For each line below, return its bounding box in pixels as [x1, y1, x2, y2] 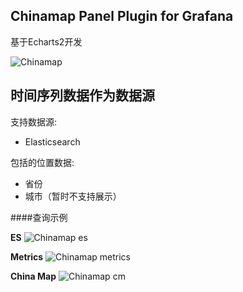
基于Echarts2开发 [10, 35, 83, 48]
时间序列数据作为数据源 [10, 87, 155, 104]
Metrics [10, 250, 44, 263]
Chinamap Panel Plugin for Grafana [10, 8, 234, 25]
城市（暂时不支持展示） [24, 190, 122, 202]
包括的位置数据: [10, 156, 75, 168]
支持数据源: [10, 115, 58, 128]
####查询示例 [10, 211, 68, 223]
